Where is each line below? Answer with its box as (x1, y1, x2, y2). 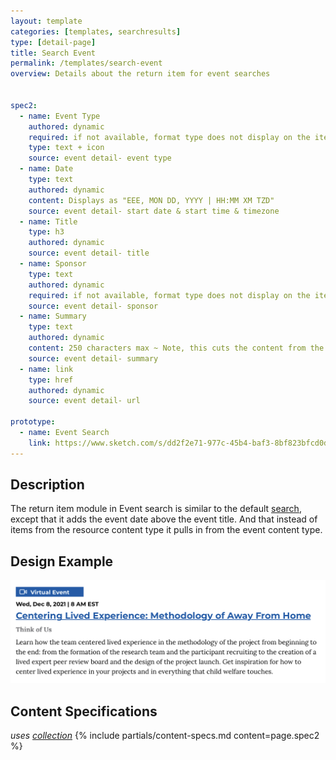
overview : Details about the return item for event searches (10, 69, 271, 79)
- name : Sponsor (19, 259, 87, 269)
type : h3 (28, 227, 65, 237)
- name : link (19, 364, 74, 374)
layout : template (10, 16, 83, 26)
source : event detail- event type (28, 153, 172, 164)
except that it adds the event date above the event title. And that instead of (10, 513, 318, 525)
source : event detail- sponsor (28, 301, 159, 311)
